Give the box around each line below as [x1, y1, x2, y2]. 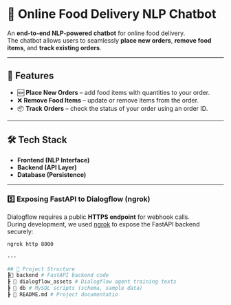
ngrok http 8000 [7, 240, 54, 247]
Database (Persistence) [16, 170, 87, 178]
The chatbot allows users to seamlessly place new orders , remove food [7, 36, 212, 44]
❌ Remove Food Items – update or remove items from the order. [16, 96, 199, 104]
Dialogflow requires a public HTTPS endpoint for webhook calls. [7, 213, 190, 221]
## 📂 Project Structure [7, 265, 76, 273]
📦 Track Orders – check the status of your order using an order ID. [16, 104, 208, 112]
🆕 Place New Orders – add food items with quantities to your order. [16, 88, 210, 96]
